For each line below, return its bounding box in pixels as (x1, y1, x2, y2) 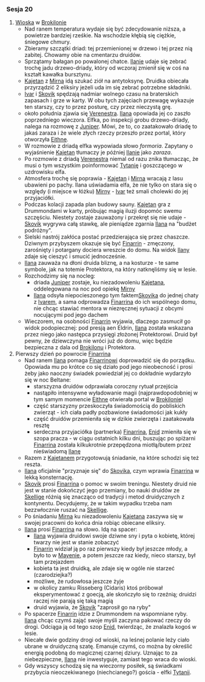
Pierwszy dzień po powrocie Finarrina (15, 350, 111, 358)
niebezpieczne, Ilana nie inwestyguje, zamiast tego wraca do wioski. (24, 656, 197, 663)
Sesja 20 (6, 5, 33, 13)
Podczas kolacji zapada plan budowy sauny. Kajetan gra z (24, 201, 171, 208)
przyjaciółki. (24, 195, 55, 202)
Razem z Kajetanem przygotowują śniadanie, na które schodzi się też (24, 454, 199, 462)
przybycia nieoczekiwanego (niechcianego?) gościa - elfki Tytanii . (24, 669, 192, 676)
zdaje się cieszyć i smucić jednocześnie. (24, 253, 127, 260)
